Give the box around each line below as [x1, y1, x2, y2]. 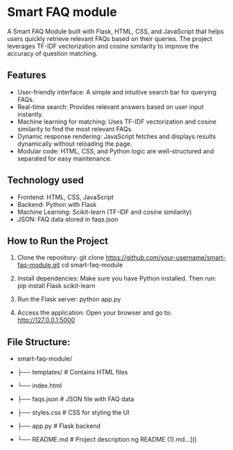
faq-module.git [17, 261, 60, 269]
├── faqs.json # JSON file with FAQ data [17, 395, 135, 403]
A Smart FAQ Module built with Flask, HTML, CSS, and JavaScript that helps [7, 27, 224, 35]
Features [7, 69, 46, 81]
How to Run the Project [7, 235, 109, 247]
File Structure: [7, 336, 71, 348]
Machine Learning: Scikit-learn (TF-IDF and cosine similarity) [17, 208, 192, 216]
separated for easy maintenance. [17, 154, 112, 162]
